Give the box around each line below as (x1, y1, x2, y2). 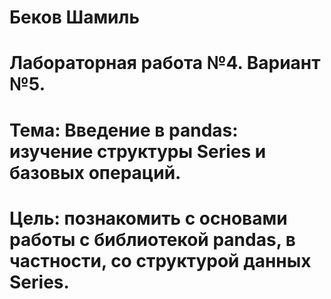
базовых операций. (9, 161, 182, 184)
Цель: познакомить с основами (9, 207, 288, 230)
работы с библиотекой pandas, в (9, 228, 296, 251)
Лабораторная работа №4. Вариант (9, 52, 321, 75)
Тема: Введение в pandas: (9, 119, 239, 141)
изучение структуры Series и (9, 140, 267, 163)
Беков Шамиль (9, 6, 140, 29)
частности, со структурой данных (9, 249, 312, 272)
